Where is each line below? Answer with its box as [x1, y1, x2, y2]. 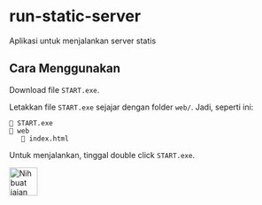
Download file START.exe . [9, 84, 100, 95]
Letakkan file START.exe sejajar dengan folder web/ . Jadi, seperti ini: [9, 102, 254, 112]
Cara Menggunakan [9, 61, 121, 76]
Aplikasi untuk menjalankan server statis [9, 35, 157, 46]
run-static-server [9, 6, 142, 27]
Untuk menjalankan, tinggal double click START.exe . [9, 149, 196, 160]
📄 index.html [20, 134, 69, 143]
